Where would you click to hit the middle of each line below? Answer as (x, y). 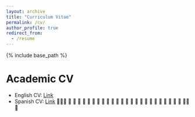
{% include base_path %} (37, 55)
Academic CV (40, 79)
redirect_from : (24, 33)
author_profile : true (32, 28)
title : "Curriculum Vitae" (39, 17)
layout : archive (26, 11)
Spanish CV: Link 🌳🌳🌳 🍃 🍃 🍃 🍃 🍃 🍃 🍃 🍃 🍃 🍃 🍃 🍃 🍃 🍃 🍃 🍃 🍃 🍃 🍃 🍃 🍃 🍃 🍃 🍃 (98, 101)
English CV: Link (34, 95)
